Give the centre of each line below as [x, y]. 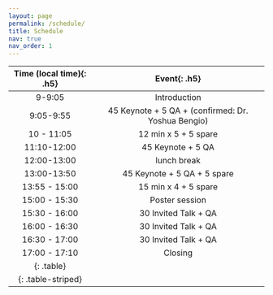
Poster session [178, 200]
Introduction [178, 98]
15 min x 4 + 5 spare [178, 187]
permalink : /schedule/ [47, 24]
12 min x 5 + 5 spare [178, 134]
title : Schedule [36, 31]
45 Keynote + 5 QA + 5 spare [178, 174]
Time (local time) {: [50, 74]
